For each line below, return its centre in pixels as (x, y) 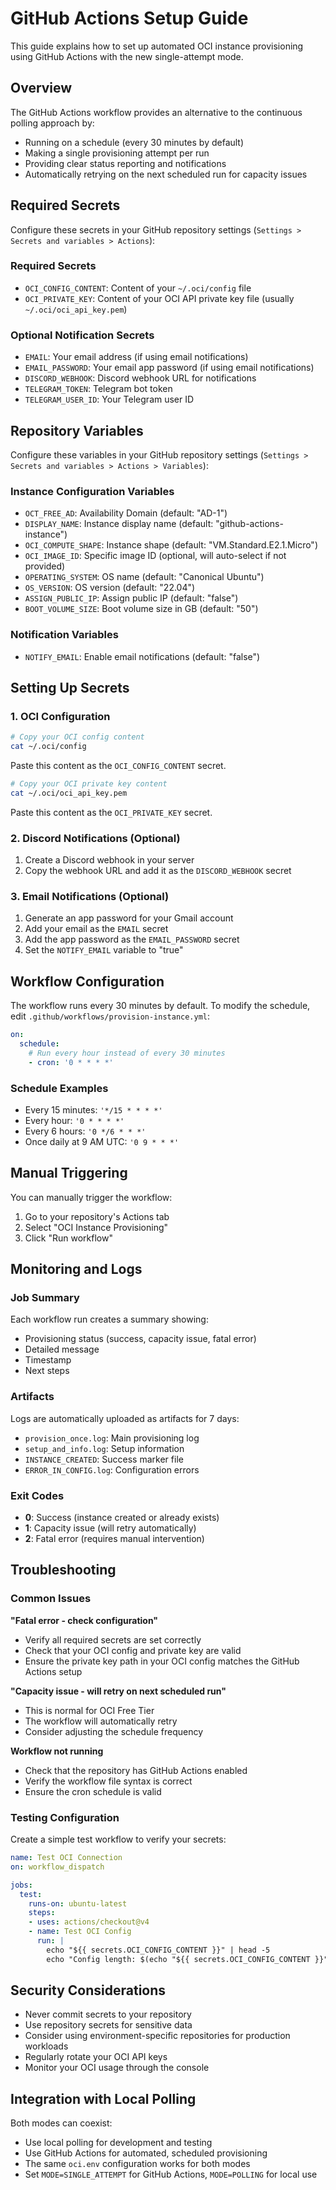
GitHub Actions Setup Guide (129, 18)
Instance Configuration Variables (92, 491)
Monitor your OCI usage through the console (117, 2068)
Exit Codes (37, 1495)
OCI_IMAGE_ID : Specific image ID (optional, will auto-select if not (155, 556)
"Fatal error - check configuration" (84, 1620)
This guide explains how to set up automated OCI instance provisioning (157, 46)
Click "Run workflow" (68, 1238)
